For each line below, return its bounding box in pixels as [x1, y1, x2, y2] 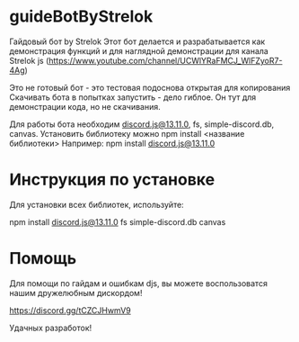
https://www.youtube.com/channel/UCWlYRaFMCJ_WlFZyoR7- [48, 55, 283, 66]
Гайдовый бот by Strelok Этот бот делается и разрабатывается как [9, 36, 266, 47]
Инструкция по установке [9, 169, 215, 190]
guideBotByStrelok [9, 6, 154, 27]
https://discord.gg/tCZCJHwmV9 [9, 304, 132, 316]
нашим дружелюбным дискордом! [9, 287, 143, 298]
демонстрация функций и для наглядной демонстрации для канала [9, 45, 269, 56]
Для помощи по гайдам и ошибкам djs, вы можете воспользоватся [9, 277, 268, 289]
